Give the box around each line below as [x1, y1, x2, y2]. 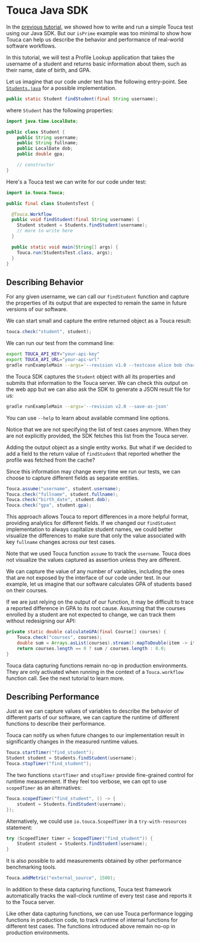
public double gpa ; [17, 151, 65, 157]
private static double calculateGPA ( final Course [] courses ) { [6, 629, 167, 635]
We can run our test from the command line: [6, 340, 115, 347]
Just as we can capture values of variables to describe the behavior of [6, 707, 179, 715]
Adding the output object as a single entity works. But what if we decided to [6, 443, 192, 450]
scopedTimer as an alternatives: [6, 784, 82, 791]
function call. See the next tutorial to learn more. [6, 674, 125, 682]
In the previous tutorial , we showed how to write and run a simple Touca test [6, 23, 193, 30]
